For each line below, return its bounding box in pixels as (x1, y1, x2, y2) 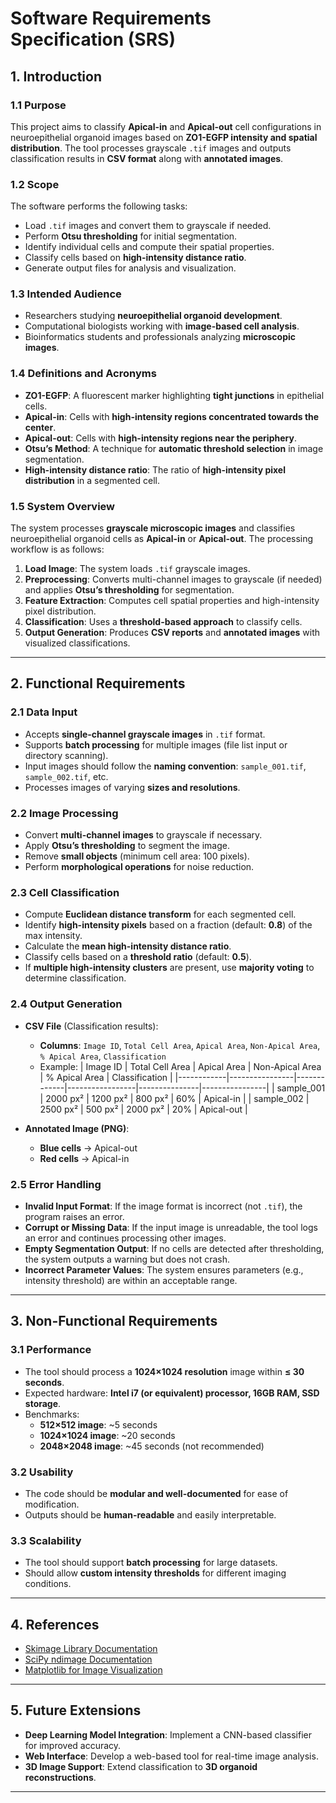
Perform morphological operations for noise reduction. (24, 861, 255, 873)
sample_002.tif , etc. (24, 770, 109, 782)
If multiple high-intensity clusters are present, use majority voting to (24, 962, 315, 974)
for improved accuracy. (24, 1739, 122, 1751)
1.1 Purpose (10, 98, 67, 112)
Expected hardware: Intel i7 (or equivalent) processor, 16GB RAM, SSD (24, 1387, 320, 1399)
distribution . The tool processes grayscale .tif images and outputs (10, 142, 292, 154)
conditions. (24, 1578, 72, 1590)
